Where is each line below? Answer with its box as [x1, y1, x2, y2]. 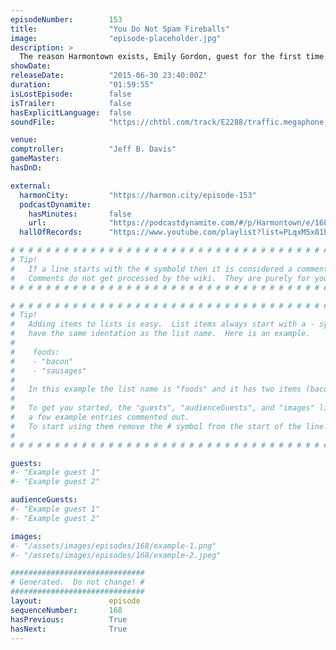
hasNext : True [10, 624, 128, 634]
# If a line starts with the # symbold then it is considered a [10, 264, 293, 274]
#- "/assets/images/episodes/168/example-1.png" [10, 541, 217, 551]
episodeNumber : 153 [10, 14, 123, 25]
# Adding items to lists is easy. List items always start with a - [10, 319, 315, 330]
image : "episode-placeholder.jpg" [10, 33, 222, 43]
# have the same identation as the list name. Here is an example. [10, 329, 311, 339]
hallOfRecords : [19, 227, 83, 238]
